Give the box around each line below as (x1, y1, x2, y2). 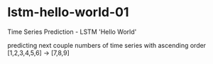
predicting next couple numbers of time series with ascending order (7, 41, 207, 49)
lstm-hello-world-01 (7, 4, 129, 20)
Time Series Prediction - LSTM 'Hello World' (7, 27, 137, 36)
